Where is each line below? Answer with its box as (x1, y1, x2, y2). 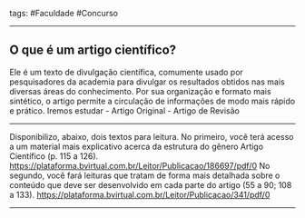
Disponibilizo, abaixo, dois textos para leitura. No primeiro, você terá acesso (9, 131, 294, 142)
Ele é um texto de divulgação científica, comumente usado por (9, 66, 243, 77)
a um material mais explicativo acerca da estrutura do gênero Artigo (9, 141, 264, 152)
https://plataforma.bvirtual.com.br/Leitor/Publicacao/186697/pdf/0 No (9, 160, 271, 171)
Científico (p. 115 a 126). (9, 150, 99, 162)
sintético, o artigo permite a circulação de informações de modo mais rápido (9, 95, 296, 106)
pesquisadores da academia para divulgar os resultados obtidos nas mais (9, 76, 285, 87)
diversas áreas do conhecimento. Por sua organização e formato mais (9, 85, 271, 96)
